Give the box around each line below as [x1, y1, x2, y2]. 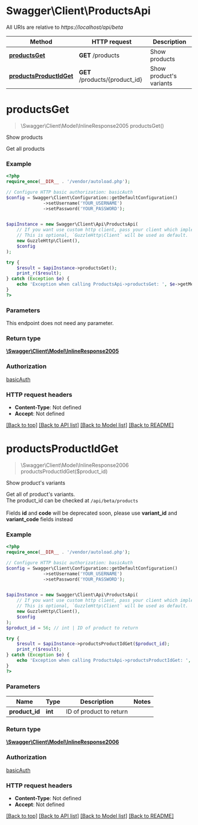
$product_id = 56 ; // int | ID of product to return [6, 625, 138, 631]
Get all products [6, 145, 45, 152]
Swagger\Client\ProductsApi [6, 4, 151, 18]
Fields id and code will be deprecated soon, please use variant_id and [6, 509, 178, 516]
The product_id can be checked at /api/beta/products [6, 496, 138, 504]
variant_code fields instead [6, 515, 73, 522]
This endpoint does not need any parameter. [6, 320, 114, 327]
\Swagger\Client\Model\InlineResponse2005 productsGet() [20, 122, 164, 129]
